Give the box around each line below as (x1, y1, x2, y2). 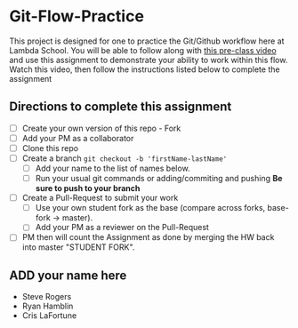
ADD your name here (9, 268, 127, 283)
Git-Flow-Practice (9, 6, 145, 27)
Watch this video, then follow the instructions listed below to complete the (9, 64, 280, 75)
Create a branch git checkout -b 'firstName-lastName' (21, 153, 228, 164)
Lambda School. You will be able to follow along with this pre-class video (9, 44, 278, 55)
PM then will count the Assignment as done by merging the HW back (21, 232, 275, 243)
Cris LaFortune (21, 310, 77, 321)
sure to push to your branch (35, 183, 141, 194)
